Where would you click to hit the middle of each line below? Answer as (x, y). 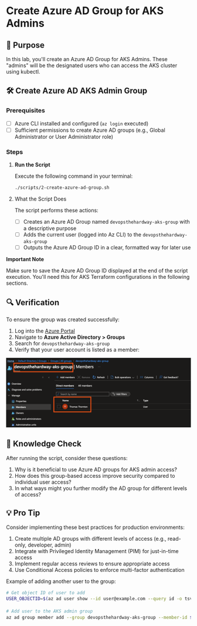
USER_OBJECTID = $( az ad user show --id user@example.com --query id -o (94, 599)
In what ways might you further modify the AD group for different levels (101, 488)
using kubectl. (23, 71)
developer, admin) (50, 545)
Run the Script (33, 165)
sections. (17, 283)
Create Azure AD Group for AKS (85, 11)
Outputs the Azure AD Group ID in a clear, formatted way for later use (107, 248)
